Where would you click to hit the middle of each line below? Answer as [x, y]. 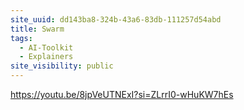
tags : [21, 38]
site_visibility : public [62, 66]
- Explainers [46, 57]
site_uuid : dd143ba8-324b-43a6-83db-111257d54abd [116, 19]
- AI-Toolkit [46, 47]
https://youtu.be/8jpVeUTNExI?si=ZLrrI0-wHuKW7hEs [122, 94]
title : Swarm [37, 29]
